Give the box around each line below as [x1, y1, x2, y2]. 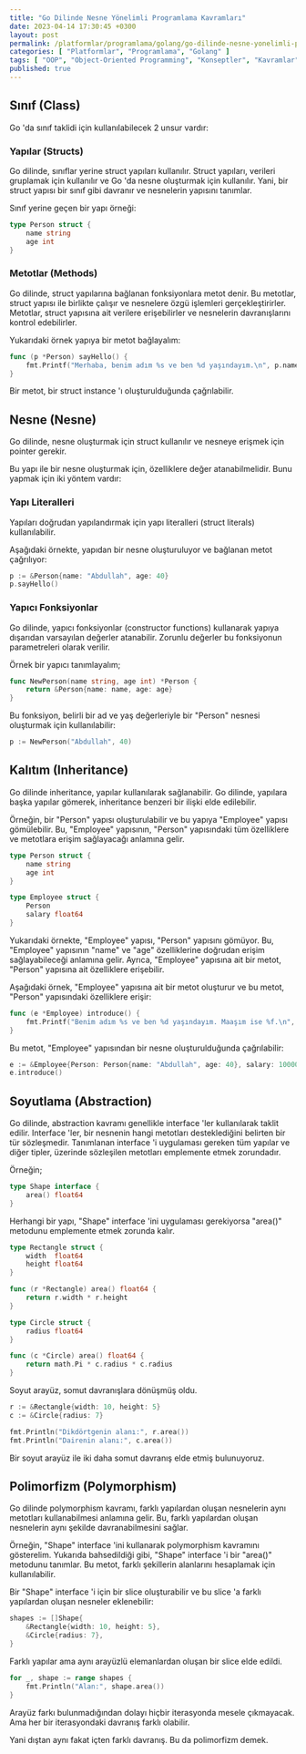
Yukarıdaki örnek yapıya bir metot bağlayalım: [9, 334, 181, 345]
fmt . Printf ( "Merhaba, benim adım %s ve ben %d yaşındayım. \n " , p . [25, 361, 283, 370]
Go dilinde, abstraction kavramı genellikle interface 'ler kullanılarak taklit [9, 1118, 280, 1129]
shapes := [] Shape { [9, 1614, 84, 1623]
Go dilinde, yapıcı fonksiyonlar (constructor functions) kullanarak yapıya [9, 621, 280, 633]
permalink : [9, 38, 51, 48]
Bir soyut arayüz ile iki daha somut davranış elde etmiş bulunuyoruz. [9, 1452, 265, 1463]
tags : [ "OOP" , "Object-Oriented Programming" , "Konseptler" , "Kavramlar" [9, 56, 300, 65]
